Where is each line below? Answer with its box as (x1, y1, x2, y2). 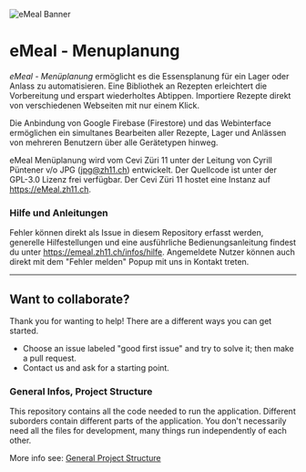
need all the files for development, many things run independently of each (9, 425, 287, 436)
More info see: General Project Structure (9, 453, 161, 464)
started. (9, 325, 39, 337)
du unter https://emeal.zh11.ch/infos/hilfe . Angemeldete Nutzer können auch (9, 246, 296, 257)
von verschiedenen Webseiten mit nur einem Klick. (9, 100, 200, 110)
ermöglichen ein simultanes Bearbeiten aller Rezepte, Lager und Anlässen (9, 127, 287, 138)
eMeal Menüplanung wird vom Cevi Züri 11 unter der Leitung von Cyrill (9, 154, 273, 165)
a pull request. (22, 352, 77, 364)
